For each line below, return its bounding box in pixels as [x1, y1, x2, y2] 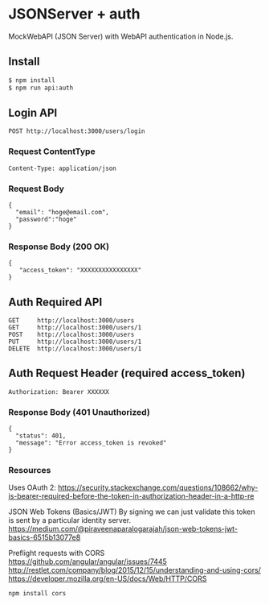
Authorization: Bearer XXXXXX [8, 387, 110, 396]
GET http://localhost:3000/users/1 [8, 324, 142, 332]
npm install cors [8, 590, 67, 598]
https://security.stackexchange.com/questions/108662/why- [57, 483, 259, 492]
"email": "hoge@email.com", [15, 208, 110, 216]
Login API [8, 106, 58, 119]
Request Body [8, 183, 64, 194]
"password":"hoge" [15, 215, 78, 223]
